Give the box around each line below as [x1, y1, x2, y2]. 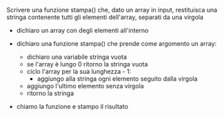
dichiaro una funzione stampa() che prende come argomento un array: [16, 40, 217, 47]
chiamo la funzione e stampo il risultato [16, 103, 129, 110]
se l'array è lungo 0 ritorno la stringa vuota [26, 60, 148, 68]
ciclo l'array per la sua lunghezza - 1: [26, 68, 132, 75]
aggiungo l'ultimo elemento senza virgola [26, 82, 144, 90]
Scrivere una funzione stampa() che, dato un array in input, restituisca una [6, 6, 218, 14]
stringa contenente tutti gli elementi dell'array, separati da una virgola [6, 13, 204, 21]
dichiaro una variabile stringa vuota [26, 53, 128, 61]
